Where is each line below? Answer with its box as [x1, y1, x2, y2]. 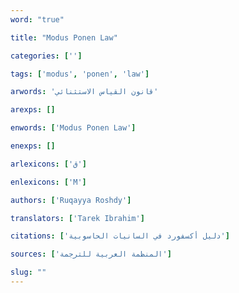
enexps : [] [10, 141, 56, 151]
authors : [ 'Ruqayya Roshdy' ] [10, 195, 132, 205]
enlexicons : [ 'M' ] [10, 177, 87, 187]
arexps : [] [10, 105, 56, 115]
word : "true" [10, 14, 65, 25]
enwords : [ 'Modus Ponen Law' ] [10, 123, 137, 133]
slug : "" [10, 267, 47, 278]
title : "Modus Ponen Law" [10, 32, 118, 43]
